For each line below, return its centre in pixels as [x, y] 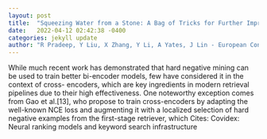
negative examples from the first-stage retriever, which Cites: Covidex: [124, 118]
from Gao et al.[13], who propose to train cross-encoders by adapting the [128, 102]
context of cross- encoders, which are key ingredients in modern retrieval [129, 85]
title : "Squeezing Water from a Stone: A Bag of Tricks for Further [126, 23]
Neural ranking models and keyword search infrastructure [103, 127]
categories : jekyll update [53, 38]
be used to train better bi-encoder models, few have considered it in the [126, 76]
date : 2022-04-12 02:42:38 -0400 [67, 30]
